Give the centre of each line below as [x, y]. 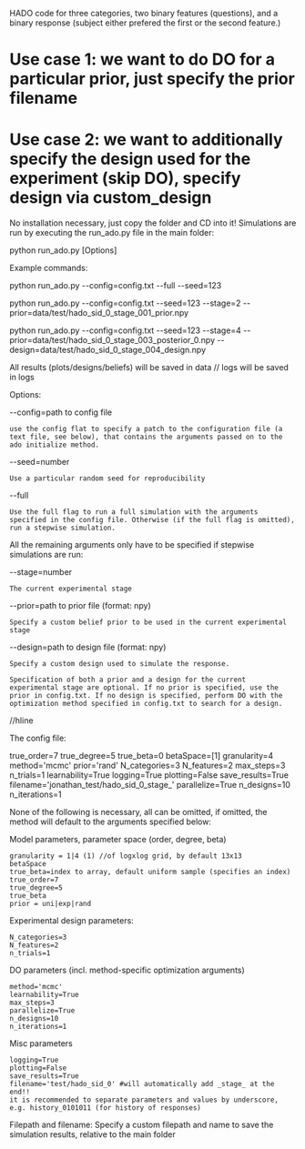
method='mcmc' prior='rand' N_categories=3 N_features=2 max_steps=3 [147, 766]
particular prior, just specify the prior [152, 79]
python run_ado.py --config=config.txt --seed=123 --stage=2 [125, 303]
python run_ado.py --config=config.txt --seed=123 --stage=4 [125, 330]
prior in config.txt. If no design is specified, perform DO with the [146, 696]
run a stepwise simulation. [63, 528]
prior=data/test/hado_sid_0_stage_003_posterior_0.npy [112, 340]
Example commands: [49, 268]
